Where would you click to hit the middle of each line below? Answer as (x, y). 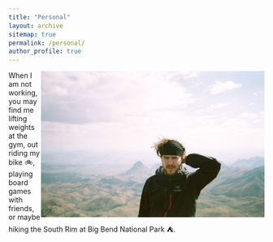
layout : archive (36, 26)
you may (23, 102)
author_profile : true (45, 52)
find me (21, 110)
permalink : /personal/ (47, 43)
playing (21, 174)
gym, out (23, 145)
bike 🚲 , (22, 162)
